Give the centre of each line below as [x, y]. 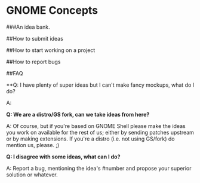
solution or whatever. [32, 175]
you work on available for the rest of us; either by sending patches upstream [100, 132]
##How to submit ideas [35, 38]
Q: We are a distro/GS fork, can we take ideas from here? [78, 114]
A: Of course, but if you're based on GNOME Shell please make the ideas [96, 126]
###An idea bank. [28, 27]
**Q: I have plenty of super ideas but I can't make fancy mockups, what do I [100, 85]
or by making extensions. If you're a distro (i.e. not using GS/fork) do [90, 139]
